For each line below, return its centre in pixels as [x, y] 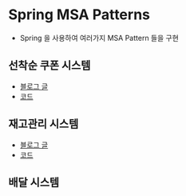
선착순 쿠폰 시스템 [49, 66]
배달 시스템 [34, 182]
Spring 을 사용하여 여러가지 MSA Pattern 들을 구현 [99, 38]
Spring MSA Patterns [79, 15]
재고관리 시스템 [44, 124]
